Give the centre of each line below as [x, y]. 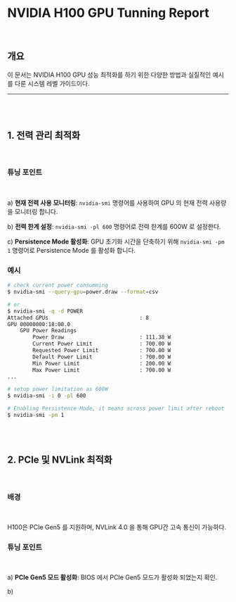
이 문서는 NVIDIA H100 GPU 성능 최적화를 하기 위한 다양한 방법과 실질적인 [109, 75]
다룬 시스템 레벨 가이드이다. [52, 83]
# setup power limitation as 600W [58, 389]
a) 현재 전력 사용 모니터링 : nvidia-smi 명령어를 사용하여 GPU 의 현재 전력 [108, 203]
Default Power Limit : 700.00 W [102, 357]
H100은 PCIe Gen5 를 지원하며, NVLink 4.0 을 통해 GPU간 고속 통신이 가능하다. [117, 527]
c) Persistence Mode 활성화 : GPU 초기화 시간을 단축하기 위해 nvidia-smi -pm [116, 242]
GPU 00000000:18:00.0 [39, 324]
